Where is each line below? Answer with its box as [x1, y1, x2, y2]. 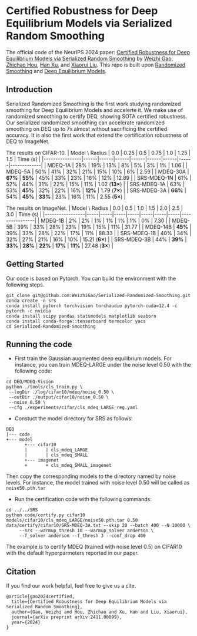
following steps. [6, 281, 45, 288]
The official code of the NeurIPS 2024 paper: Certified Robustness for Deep [6, 48, 191, 55]
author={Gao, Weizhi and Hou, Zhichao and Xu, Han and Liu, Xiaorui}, [11, 609, 188, 615]
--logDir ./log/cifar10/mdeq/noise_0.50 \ [8, 389, 115, 396]
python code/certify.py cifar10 [6, 512, 85, 518]
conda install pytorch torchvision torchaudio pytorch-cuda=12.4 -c [6, 302, 178, 309]
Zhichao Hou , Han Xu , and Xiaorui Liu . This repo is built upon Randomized [6, 61, 186, 68]
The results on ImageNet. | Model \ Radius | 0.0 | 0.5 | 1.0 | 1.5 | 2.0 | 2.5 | [6, 205, 183, 212]
